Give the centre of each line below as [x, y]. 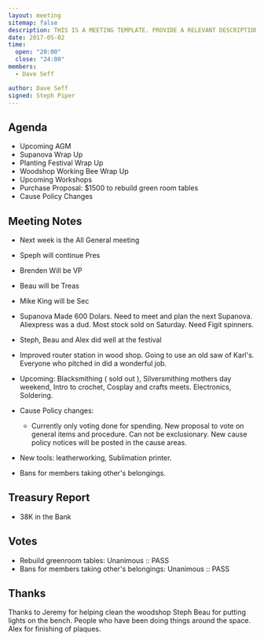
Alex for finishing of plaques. [55, 629]
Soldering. [36, 395]
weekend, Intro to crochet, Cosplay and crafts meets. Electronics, [125, 387]
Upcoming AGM [45, 146]
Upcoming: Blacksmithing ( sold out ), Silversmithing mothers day [125, 379]
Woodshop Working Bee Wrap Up [74, 171]
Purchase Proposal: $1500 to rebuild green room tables [109, 188]
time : [17, 45]
